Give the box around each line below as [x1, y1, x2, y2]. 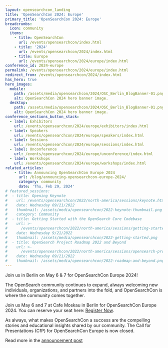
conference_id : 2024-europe [5, 63, 64, 68]
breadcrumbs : [5, 21, 32, 26]
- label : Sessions [9, 137, 48, 142]
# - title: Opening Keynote [5, 193, 66, 198]
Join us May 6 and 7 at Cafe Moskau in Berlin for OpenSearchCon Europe [5, 302, 156, 308]
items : [9, 30, 23, 35]
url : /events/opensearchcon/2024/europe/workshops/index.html [14, 160, 146, 165]
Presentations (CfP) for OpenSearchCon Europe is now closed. [5, 327, 135, 333]
